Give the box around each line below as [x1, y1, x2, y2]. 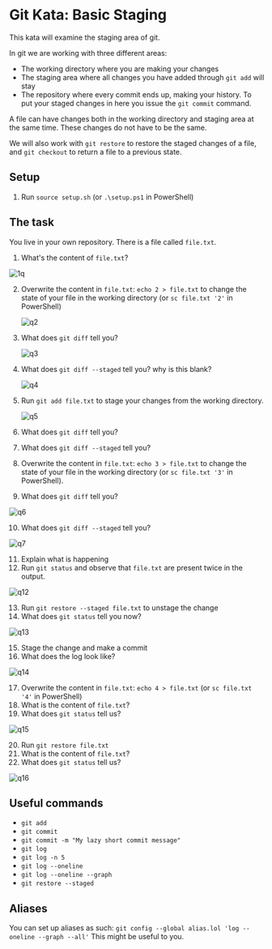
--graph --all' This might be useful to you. [38, 932, 185, 942]
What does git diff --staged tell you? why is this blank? [20, 364, 212, 374]
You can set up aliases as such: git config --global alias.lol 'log [9, 923, 240, 933]
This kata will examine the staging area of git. [9, 32, 160, 42]
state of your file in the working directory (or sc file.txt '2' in [20, 293, 233, 302]
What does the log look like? [20, 651, 116, 661]
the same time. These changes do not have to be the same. [9, 122, 207, 132]
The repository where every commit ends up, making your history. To [20, 89, 252, 99]
